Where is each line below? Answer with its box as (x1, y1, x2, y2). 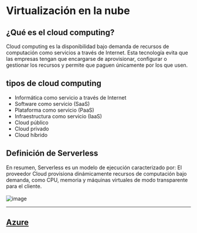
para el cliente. (6, 183, 42, 190)
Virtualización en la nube (6, 4, 130, 18)
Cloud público (14, 119, 49, 126)
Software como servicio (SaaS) (14, 100, 90, 107)
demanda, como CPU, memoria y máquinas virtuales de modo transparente (6, 176, 188, 183)
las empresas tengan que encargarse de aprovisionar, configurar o (6, 56, 167, 62)
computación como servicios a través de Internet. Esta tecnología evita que (6, 49, 189, 56)
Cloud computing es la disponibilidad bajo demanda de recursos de (6, 43, 169, 50)
